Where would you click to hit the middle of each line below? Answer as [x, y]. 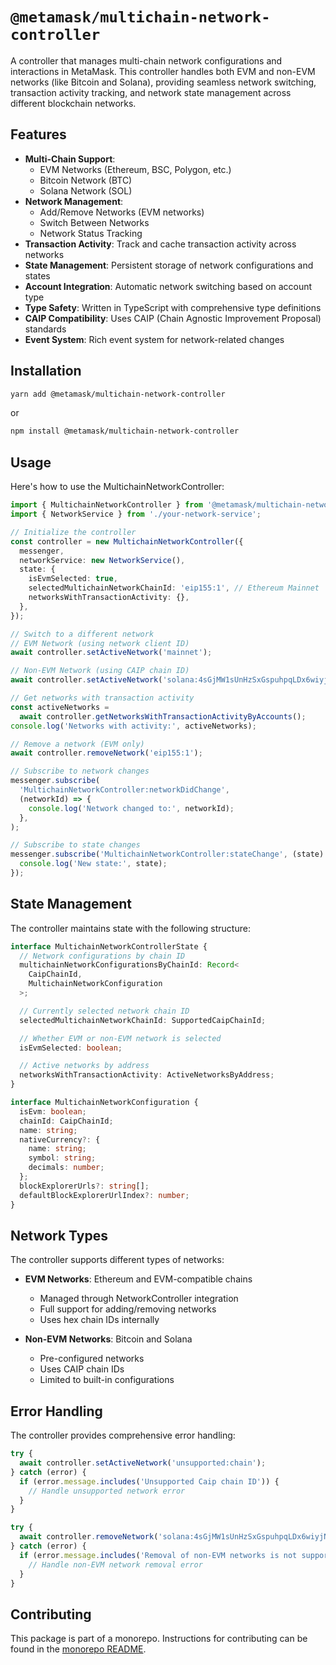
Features [38, 134]
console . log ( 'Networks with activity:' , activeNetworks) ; [133, 726]
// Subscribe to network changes [80, 771]
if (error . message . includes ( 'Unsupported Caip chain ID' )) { [149, 1481]
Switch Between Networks [94, 222]
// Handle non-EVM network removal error [115, 1564]
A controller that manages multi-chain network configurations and [146, 60]
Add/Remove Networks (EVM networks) [122, 212]
